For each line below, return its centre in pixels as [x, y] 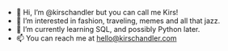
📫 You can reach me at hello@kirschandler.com [96, 38]
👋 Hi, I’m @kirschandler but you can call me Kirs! [97, 12]
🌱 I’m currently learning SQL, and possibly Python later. [108, 29]
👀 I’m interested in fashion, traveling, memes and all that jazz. [118, 21]
